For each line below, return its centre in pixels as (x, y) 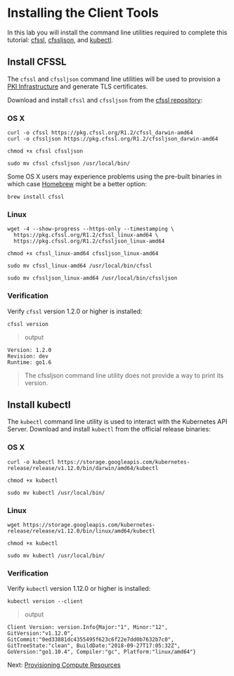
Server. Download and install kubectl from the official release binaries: (109, 429)
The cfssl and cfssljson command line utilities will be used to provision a (114, 79)
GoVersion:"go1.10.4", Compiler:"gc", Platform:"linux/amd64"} (102, 652)
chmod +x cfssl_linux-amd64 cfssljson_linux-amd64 (83, 254)
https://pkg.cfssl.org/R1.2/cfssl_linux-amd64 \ (86, 235)
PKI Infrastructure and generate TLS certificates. (78, 86)
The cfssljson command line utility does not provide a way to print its (124, 375)
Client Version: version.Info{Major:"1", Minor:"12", (88, 628)
